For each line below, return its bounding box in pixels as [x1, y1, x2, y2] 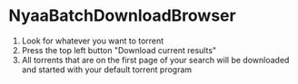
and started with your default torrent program [21, 64, 193, 75]
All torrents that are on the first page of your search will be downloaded [21, 54, 290, 65]
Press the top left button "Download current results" [21, 44, 217, 55]
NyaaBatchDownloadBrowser [8, 5, 237, 26]
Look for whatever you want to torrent [21, 35, 164, 46]
